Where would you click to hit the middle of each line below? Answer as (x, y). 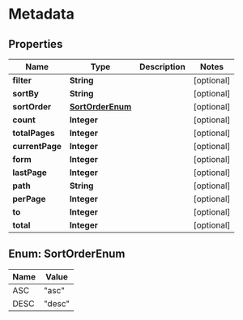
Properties (36, 44)
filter (22, 80)
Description (162, 67)
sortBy (26, 94)
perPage (29, 199)
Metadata (41, 14)
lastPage (30, 173)
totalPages (34, 133)
